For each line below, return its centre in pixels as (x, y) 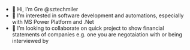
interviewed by (30, 41)
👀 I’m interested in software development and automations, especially (98, 15)
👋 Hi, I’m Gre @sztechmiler (45, 9)
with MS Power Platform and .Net (53, 22)
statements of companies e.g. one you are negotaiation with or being (97, 35)
